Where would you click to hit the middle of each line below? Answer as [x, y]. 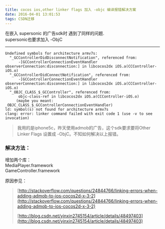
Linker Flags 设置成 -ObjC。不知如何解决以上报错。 [69, 134]
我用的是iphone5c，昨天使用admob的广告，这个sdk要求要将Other [84, 128]
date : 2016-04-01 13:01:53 [33, 14]
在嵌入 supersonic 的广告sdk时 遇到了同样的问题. [55, 33]
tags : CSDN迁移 [20, 19]
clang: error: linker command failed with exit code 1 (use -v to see [79, 114]
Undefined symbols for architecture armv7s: [51, 54]
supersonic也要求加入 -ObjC [34, 39]
